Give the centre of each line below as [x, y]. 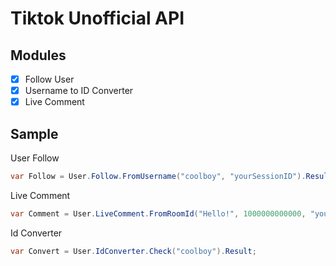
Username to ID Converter [79, 91]
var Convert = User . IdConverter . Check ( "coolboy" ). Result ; [133, 251]
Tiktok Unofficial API [97, 18]
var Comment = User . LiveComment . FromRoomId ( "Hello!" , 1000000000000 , [158, 213]
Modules [38, 55]
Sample [34, 133]
